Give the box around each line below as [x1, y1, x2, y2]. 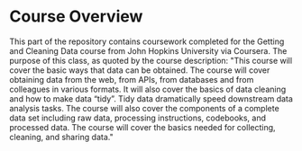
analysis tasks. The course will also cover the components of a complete [9, 102, 279, 113]
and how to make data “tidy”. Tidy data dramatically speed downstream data [9, 93, 293, 104]
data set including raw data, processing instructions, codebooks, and [9, 112, 267, 123]
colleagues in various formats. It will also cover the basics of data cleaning [9, 84, 287, 94]
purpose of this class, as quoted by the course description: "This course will [9, 55, 293, 66]
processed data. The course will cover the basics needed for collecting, [9, 121, 277, 132]
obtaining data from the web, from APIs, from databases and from [9, 74, 254, 84]
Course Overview [9, 6, 143, 27]
